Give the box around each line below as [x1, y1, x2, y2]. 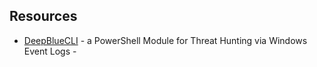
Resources [9, 8, 78, 25]
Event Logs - [23, 45, 77, 57]
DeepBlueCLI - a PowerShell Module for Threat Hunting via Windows [23, 34, 308, 46]
